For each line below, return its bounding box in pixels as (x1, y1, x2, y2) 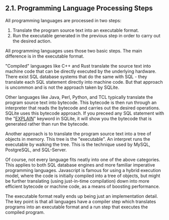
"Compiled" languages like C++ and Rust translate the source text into (5, 63, 151, 69)
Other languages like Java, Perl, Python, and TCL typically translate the (5, 94, 153, 100)
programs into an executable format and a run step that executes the (5, 204, 148, 210)
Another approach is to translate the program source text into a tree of (5, 131, 151, 137)
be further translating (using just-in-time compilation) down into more (5, 178, 150, 184)
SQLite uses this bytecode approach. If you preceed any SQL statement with (5, 110, 164, 116)
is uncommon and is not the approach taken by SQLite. (5, 84, 120, 90)
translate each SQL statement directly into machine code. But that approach (5, 79, 163, 85)
